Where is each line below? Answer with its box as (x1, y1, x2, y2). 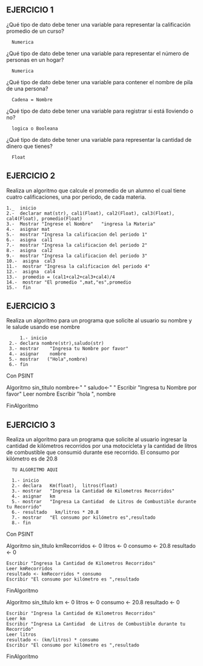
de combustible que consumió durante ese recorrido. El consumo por (6, 448, 180, 456)
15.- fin (6, 284, 32, 290)
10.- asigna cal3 (6, 258, 56, 264)
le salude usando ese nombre (6, 324, 81, 331)
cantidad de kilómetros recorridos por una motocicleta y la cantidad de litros (6, 442, 198, 450)
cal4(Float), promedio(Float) (6, 215, 83, 222)
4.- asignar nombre (8, 351, 67, 357)
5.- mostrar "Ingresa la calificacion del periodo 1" (6, 231, 148, 238)
